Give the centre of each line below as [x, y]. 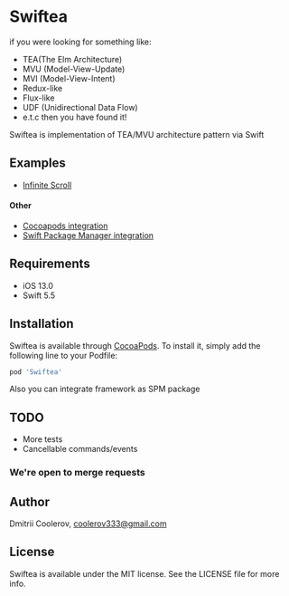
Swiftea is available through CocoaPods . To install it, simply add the [135, 345]
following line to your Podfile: [64, 355]
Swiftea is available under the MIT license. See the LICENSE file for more [144, 573]
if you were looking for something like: [80, 42]
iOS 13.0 [38, 285]
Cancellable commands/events [80, 449]
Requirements [50, 264]
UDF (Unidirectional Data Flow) [80, 107]
